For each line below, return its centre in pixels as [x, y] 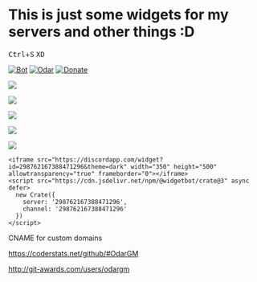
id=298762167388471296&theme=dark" [68, 166]
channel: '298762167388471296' [75, 209]
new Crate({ [36, 194]
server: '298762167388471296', [75, 202]
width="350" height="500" [174, 166]
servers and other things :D [102, 32]
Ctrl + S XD [27, 54]
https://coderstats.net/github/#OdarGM [73, 253]
